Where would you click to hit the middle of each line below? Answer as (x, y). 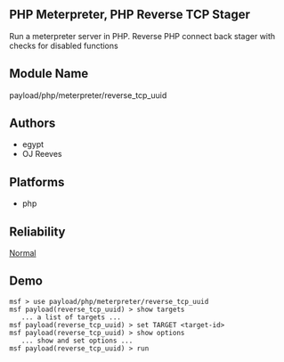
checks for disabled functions (64, 45)
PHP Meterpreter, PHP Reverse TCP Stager (130, 15)
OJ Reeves (42, 154)
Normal (23, 253)
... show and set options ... (77, 341)
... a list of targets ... (71, 317)
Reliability (37, 231)
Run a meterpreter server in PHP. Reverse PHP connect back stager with (142, 36)
